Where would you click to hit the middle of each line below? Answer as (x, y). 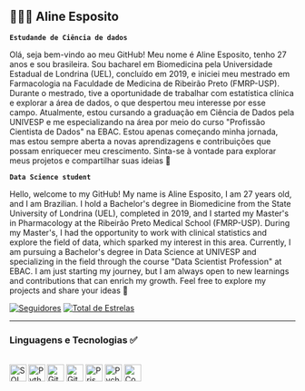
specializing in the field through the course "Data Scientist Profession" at (146, 261)
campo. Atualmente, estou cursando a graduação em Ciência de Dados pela (152, 112)
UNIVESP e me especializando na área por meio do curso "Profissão (138, 122)
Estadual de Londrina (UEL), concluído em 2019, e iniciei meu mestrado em (150, 73)
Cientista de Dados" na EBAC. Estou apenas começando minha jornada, (144, 132)
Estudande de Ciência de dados (69, 37)
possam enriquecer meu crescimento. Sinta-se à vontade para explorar (143, 151)
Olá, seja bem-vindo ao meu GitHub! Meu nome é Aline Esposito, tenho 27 (148, 54)
